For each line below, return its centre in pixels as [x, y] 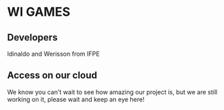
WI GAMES [39, 12]
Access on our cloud [52, 75]
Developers [32, 37]
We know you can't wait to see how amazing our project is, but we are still [112, 92]
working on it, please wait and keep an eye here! [76, 99]
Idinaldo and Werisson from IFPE [53, 54]
